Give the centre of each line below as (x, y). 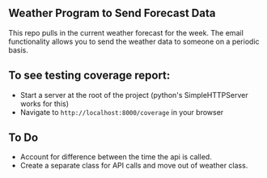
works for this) (44, 104)
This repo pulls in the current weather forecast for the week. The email (126, 32)
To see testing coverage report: (89, 76)
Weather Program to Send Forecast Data (112, 13)
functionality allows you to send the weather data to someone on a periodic (134, 41)
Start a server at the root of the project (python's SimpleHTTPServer (134, 95)
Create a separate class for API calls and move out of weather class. (134, 166)
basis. (18, 50)
